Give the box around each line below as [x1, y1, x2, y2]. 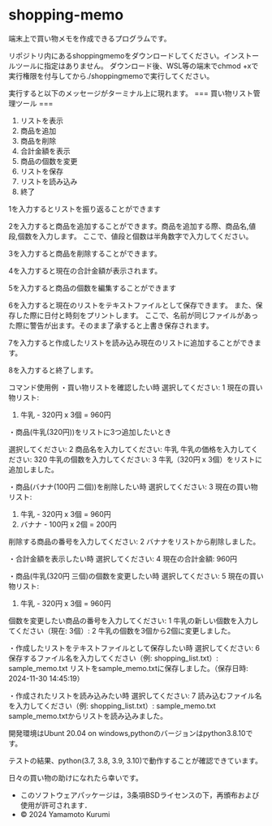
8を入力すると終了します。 [8, 365, 98, 375]
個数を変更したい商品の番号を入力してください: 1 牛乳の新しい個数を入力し [8, 615, 259, 626]
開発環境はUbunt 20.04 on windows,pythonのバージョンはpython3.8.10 [8, 728, 246, 738]
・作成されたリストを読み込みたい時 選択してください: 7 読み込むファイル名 [8, 690, 262, 700]
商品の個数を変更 [19, 156, 78, 166]
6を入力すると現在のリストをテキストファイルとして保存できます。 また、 [8, 300, 256, 310]
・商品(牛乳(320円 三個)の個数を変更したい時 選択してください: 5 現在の [8, 570, 250, 581]
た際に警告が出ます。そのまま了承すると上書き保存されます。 [8, 321, 214, 330]
